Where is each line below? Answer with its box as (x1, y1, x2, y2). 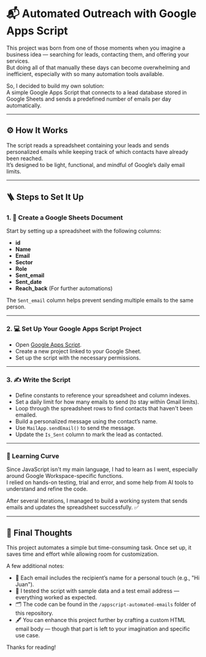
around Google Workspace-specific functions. (6, 472, 124, 480)
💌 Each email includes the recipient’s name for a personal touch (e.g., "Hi (15, 574, 200, 582)
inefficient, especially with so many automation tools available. (6, 70, 164, 77)
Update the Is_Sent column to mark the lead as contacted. (15, 431, 163, 438)
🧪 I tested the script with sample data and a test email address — (15, 587, 180, 594)
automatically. (6, 101, 42, 109)
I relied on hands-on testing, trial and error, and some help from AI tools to (6, 478, 194, 486)
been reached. (6, 155, 44, 162)
